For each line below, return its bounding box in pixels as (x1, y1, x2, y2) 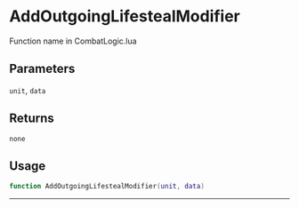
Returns (9, 111, 55, 126)
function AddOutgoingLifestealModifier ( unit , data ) (9, 182, 205, 191)
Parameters (9, 61, 76, 76)
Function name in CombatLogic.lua (9, 36, 137, 46)
